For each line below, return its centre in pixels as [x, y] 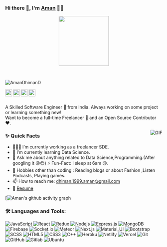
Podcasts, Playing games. [39, 175]
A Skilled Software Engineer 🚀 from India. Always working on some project [82, 107]
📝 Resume [23, 188]
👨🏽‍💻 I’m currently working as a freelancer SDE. [61, 147]
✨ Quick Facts [23, 136]
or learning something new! [33, 113]
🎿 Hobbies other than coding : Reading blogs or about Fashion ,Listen [84, 170]
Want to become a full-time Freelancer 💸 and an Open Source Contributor [81, 118]
